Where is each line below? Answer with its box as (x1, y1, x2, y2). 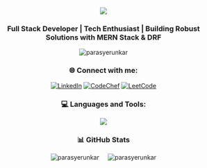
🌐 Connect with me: (69, 66, 138, 76)
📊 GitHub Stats (76, 135, 131, 144)
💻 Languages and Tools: (60, 99, 147, 109)
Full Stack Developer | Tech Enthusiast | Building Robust (7, 24, 200, 34)
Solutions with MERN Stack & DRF (45, 33, 162, 42)
